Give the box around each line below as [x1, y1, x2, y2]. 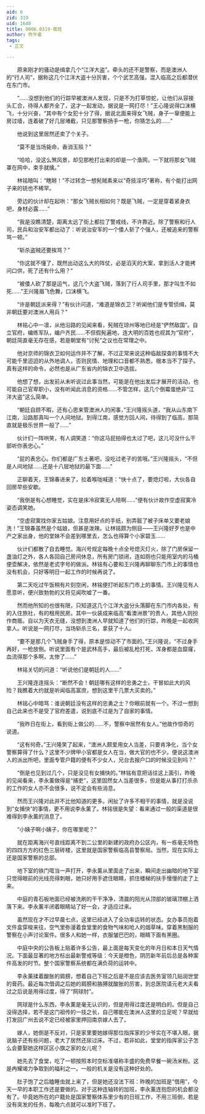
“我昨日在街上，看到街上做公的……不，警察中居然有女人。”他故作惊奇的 [16, 720, 194, 728]
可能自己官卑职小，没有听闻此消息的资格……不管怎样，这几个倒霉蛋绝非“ [6, 385, 189, 393]
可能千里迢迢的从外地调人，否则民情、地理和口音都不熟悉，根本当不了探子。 [6, 357, 199, 364]
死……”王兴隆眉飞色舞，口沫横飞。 [6, 287, 93, 295]
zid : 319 [6, 15, 29, 21]
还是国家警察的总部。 [6, 854, 60, 861]
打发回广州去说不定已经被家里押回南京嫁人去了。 [6, 1016, 129, 1023]
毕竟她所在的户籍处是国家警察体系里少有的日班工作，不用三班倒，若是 [22, 1093, 199, 1101]
